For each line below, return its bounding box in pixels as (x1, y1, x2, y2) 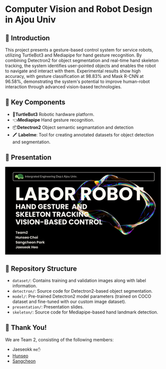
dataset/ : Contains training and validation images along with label (12, 277, 147, 283)
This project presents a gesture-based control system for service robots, (5, 47, 154, 53)
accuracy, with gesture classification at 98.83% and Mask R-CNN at (5, 73, 144, 79)
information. (12, 283, 37, 289)
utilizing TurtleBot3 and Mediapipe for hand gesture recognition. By (5, 52, 142, 58)
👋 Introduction (5, 34, 50, 42)
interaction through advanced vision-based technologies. (5, 84, 122, 90)
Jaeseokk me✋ (12, 346, 41, 352)
